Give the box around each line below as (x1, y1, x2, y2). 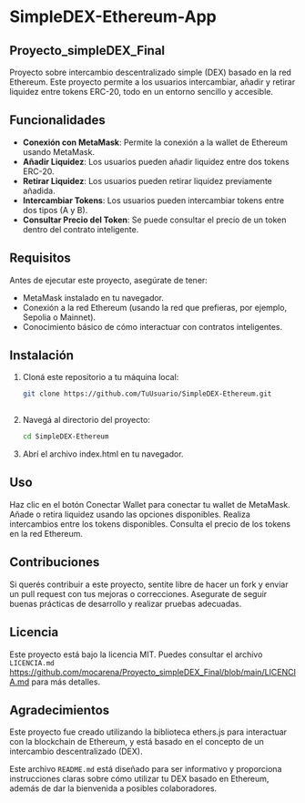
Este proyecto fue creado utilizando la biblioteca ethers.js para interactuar (9, 726, 288, 737)
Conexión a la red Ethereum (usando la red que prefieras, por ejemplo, (22, 302, 288, 313)
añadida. (22, 185, 56, 196)
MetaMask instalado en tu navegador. (22, 292, 165, 303)
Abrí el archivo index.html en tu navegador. (22, 448, 184, 459)
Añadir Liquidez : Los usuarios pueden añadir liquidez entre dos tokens (22, 156, 290, 167)
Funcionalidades (9, 112, 107, 129)
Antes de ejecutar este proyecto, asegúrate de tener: (9, 274, 208, 285)
